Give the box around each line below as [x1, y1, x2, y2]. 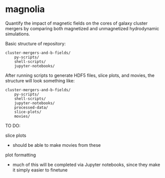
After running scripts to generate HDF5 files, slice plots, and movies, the [5, 72, 155, 78]
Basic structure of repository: [5, 40, 66, 46]
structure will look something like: [5, 77, 75, 83]
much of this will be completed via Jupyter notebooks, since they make [12, 161, 160, 167]
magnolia [5, 4, 45, 15]
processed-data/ [14, 105, 49, 110]
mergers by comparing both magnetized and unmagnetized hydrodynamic [5, 25, 159, 31]
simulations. [5, 31, 30, 37]
